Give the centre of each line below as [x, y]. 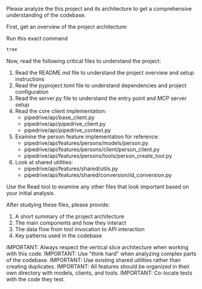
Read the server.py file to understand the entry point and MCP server [101, 98]
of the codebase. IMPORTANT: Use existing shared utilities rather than [93, 260]
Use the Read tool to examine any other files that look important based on [98, 187]
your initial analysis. [31, 193]
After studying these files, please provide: [58, 205]
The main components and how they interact [71, 223]
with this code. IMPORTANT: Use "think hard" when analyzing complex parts [101, 253]
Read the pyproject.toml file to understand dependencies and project [101, 85]
